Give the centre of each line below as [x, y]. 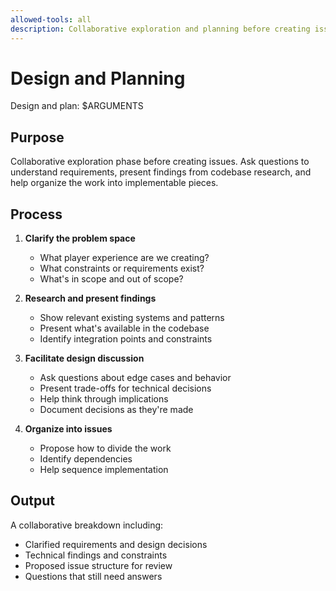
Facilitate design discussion [84, 358]
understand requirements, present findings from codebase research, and [161, 172]
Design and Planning [98, 78]
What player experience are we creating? [124, 258]
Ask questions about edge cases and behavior [135, 378]
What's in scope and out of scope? [111, 279]
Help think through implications [104, 399]
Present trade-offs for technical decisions [125, 388]
